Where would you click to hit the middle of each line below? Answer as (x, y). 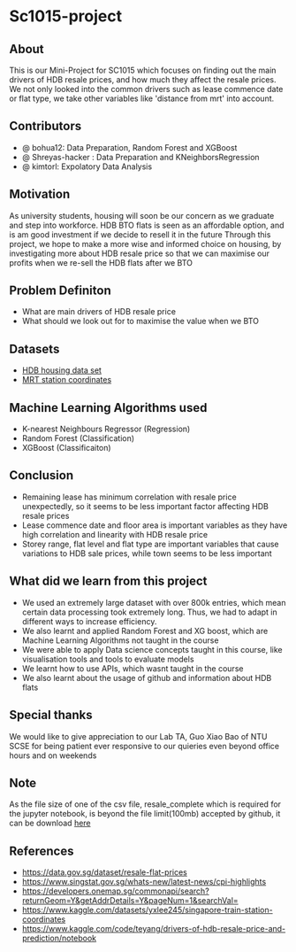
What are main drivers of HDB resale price (99, 312)
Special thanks (51, 715)
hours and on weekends (53, 755)
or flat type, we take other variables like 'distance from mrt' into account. (142, 98)
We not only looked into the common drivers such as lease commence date (146, 89)
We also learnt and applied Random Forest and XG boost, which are (145, 631)
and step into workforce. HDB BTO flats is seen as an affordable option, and (147, 225)
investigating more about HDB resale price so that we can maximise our (139, 253)
